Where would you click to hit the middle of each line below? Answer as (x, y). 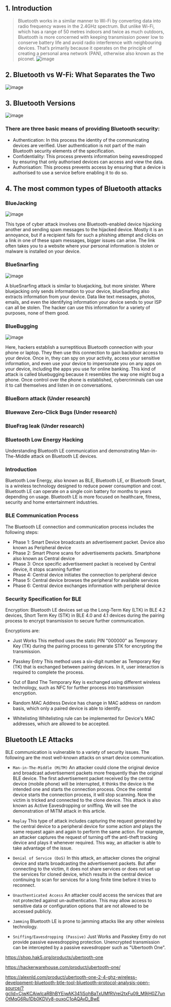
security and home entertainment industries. (52, 502)
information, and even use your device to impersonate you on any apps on (83, 364)
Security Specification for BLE (43, 599)
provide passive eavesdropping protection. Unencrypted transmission (86, 942)
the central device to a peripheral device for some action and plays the (87, 826)
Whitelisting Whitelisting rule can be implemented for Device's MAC (84, 718)
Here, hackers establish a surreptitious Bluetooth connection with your (79, 347)
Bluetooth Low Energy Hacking (44, 439)
